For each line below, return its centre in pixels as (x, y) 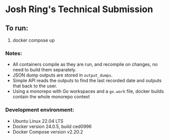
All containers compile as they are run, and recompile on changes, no (85, 64)
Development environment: (40, 110)
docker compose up (33, 40)
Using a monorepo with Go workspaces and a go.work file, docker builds (88, 91)
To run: (17, 28)
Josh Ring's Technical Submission (79, 9)
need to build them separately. (44, 70)
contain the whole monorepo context (51, 97)
